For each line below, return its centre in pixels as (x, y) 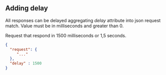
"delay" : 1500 (26, 63)
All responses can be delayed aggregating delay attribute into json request (83, 20)
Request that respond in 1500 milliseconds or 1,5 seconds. (66, 35)
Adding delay (27, 8)
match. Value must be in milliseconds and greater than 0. (65, 26)
